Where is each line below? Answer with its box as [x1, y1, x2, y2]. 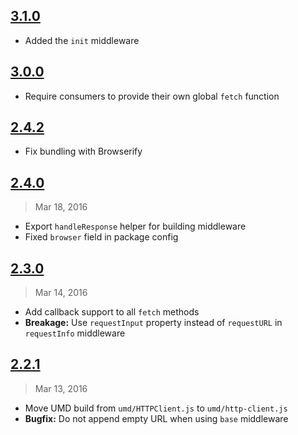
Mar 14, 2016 [34, 287, 88, 299]
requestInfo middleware [24, 327, 126, 339]
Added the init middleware [24, 34, 140, 46]
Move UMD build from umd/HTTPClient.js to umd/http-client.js [24, 402, 288, 414]
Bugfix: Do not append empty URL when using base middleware [24, 412, 289, 424]
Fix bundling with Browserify [24, 145, 143, 158]
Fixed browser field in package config [24, 231, 179, 243]
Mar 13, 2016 [34, 382, 88, 394]
